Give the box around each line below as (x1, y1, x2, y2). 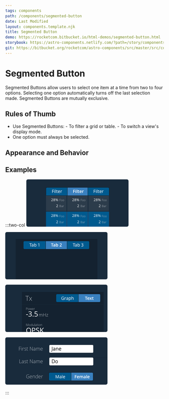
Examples (5, 165, 37, 174)
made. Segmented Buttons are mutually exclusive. (5, 95, 109, 101)
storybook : (5, 40, 28, 45)
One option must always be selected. (12, 134, 90, 140)
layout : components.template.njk (5, 24, 75, 29)
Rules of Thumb (5, 110, 56, 119)
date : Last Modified (5, 19, 49, 24)
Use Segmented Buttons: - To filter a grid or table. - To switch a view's (12, 123, 159, 129)
